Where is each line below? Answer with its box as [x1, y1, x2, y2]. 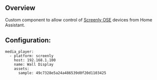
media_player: [5, 49, 34, 54]
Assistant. [5, 22, 26, 28]
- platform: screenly [9, 53, 54, 58]
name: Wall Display [14, 62, 54, 67]
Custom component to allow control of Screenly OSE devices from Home [5, 17, 153, 22]
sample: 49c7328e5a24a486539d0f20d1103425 [18, 70, 106, 75]
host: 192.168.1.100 [14, 58, 56, 62]
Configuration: [5, 36, 51, 44]
